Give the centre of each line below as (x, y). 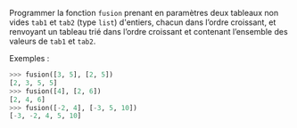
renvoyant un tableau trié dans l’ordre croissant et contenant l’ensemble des (148, 32)
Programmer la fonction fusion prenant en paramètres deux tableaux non (144, 13)
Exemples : (29, 58)
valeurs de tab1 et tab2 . (53, 41)
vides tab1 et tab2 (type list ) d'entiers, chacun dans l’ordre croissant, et (143, 22)
